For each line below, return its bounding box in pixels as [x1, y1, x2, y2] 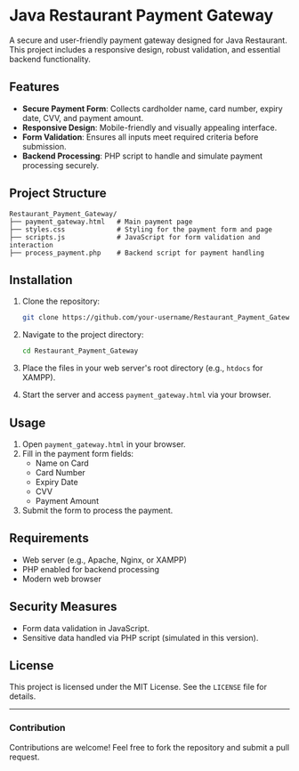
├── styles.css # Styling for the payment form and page [9, 224, 273, 234]
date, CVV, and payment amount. [21, 112, 144, 123]
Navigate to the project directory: [21, 329, 144, 340]
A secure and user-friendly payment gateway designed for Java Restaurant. [9, 35, 287, 45]
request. [9, 751, 40, 762]
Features [9, 79, 60, 94]
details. [9, 691, 36, 702]
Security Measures [9, 599, 117, 614]
